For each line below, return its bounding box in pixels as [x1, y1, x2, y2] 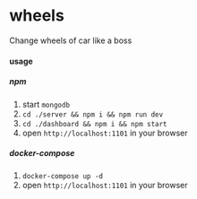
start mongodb [21, 99, 70, 109]
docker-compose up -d [21, 172, 103, 181]
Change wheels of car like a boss [9, 35, 133, 46]
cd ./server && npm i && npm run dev [21, 109, 164, 119]
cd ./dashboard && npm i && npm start [21, 119, 167, 128]
